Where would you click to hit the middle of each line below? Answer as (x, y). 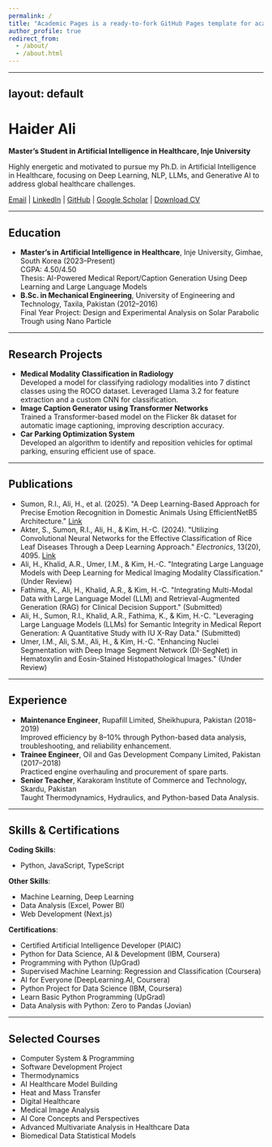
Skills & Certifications (64, 830)
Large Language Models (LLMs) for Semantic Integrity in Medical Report (140, 624)
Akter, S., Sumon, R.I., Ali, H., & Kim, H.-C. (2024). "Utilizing (119, 529)
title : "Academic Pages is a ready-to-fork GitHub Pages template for (130, 23)
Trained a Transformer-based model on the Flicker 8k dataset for (128, 416)
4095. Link (38, 555)
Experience (38, 700)
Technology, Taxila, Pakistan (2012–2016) (89, 304)
